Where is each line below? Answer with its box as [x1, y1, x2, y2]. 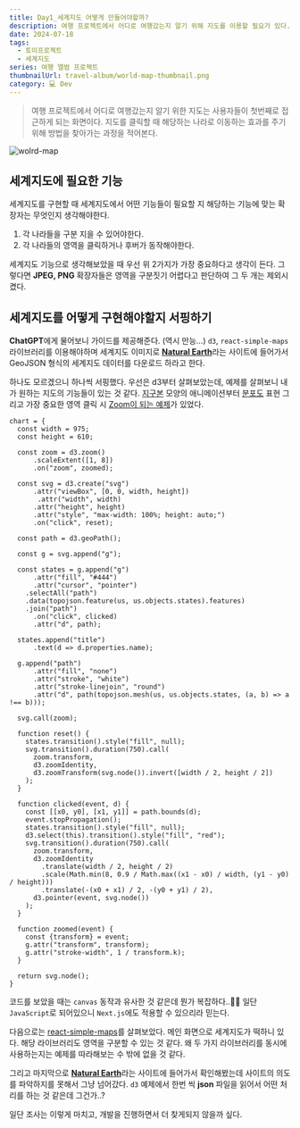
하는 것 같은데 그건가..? [25, 1090, 105, 1101]
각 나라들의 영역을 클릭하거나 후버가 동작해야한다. [21, 240, 195, 251]
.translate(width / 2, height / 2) [41, 863, 174, 872]
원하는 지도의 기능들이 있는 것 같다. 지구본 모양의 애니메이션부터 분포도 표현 [18, 388, 281, 398]
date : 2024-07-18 [9, 29, 74, 38]
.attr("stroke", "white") [32, 675, 129, 684]
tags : [9, 38, 29, 47]
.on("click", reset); [32, 519, 114, 528]
